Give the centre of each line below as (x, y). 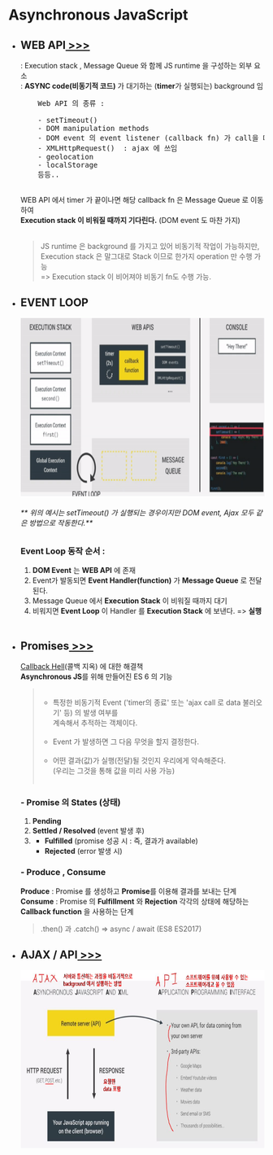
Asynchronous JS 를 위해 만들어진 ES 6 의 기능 (96, 676)
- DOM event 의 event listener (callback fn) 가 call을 (148, 138)
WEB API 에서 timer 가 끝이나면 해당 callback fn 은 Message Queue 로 (134, 200)
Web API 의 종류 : (71, 103)
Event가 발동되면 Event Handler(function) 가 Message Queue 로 (140, 580)
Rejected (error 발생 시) (84, 851)
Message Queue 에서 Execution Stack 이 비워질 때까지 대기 (130, 601)
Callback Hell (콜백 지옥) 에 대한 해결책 (82, 667)
